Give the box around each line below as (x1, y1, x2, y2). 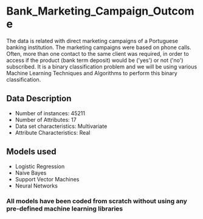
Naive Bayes (15, 169, 47, 177)
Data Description (6, 93, 72, 104)
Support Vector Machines (15, 175, 80, 183)
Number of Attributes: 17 (15, 116, 77, 123)
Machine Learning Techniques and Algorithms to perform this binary (6, 69, 177, 76)
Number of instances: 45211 (15, 109, 85, 116)
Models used (6, 147, 57, 157)
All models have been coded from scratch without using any (6, 197, 187, 206)
